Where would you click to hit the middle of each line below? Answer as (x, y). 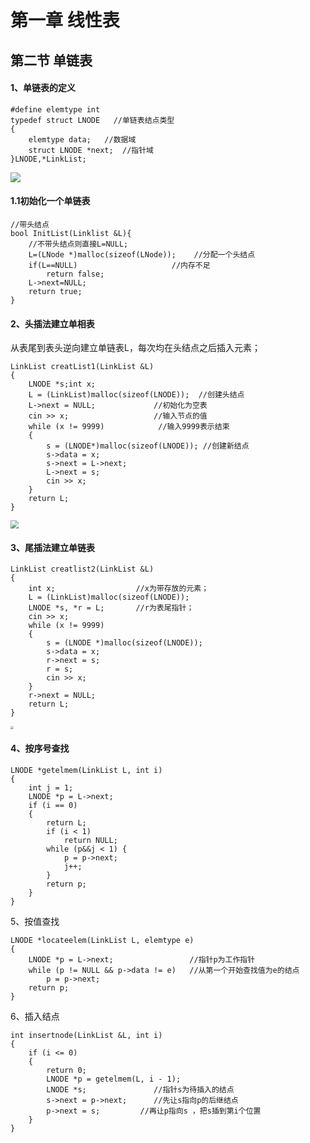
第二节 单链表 (51, 60)
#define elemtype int (55, 109)
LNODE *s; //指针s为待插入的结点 (140, 1089)
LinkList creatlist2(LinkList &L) (82, 569)
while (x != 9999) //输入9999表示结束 (129, 427)
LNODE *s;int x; (62, 384)
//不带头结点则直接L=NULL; (78, 244)
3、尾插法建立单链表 (53, 547)
